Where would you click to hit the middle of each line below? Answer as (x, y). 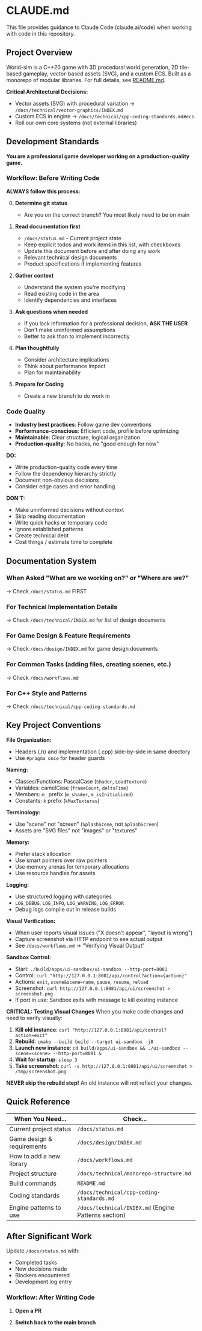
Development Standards (53, 142)
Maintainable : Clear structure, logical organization (77, 438)
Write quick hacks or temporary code (61, 523)
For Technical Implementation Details (62, 607)
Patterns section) (102, 1215)
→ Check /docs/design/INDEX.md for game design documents (82, 649)
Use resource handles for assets (55, 873)
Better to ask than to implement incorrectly (77, 336)
